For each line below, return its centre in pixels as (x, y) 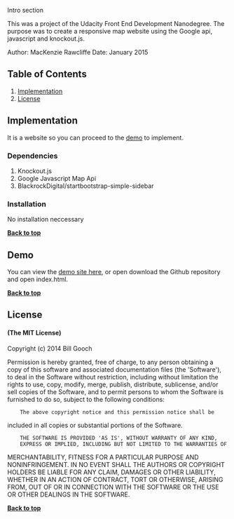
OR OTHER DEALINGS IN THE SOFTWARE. (69, 494)
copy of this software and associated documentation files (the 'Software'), (115, 369)
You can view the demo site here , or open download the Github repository (114, 272)
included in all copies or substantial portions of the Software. (95, 425)
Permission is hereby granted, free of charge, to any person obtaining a (110, 362)
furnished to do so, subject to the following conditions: (86, 399)
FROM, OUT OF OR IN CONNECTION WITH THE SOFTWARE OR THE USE (113, 487)
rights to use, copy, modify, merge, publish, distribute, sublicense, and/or (113, 384)
